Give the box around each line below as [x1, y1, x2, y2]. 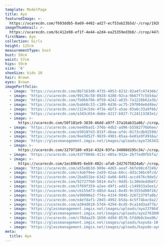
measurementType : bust [5, 48, 51, 53]
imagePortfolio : [5, 84, 38, 89]
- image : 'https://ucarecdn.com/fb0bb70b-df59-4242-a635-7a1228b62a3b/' [9, 98, 161, 103]
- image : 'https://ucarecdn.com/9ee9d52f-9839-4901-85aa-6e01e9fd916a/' [9, 134, 161, 139]
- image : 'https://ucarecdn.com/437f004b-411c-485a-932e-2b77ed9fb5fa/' [9, 152, 161, 157]
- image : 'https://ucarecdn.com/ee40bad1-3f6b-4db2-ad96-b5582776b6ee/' [9, 125, 161, 130]
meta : [5, 229, 16, 234]
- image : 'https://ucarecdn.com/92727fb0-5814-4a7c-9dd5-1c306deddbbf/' [9, 179, 161, 184]
